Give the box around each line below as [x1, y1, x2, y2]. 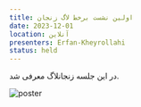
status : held [9, 46, 58, 55]
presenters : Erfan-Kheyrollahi [9, 37, 126, 47]
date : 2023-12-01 [9, 21, 74, 30]
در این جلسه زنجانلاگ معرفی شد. [9, 70, 120, 81]
